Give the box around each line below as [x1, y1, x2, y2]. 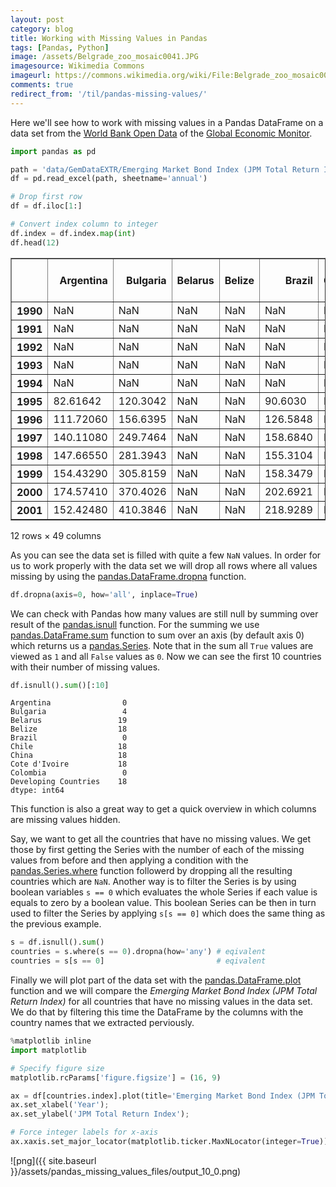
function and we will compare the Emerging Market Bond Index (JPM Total [10, 985, 318, 996]
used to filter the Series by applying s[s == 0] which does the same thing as [10, 907, 326, 920]
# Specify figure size [10, 1063, 105, 1073]
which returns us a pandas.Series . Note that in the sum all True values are [10, 639, 314, 651]
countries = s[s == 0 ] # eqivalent [10, 956, 267, 966]
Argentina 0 [10, 698, 128, 708]
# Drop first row [10, 192, 83, 202]
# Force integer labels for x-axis [10, 1127, 159, 1138]
